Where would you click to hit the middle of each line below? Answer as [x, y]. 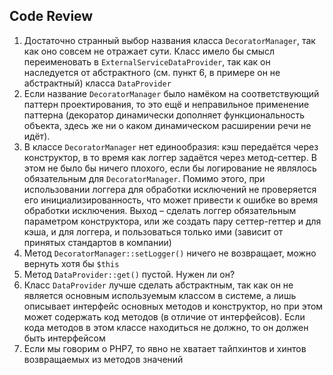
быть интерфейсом [64, 338]
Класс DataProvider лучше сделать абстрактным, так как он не [158, 285]
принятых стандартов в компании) [97, 242]
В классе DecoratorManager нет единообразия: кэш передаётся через [171, 146]
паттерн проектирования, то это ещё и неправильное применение [166, 104]
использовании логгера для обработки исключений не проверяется [170, 189]
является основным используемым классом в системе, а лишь [160, 295]
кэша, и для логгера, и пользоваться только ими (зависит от [153, 231]
